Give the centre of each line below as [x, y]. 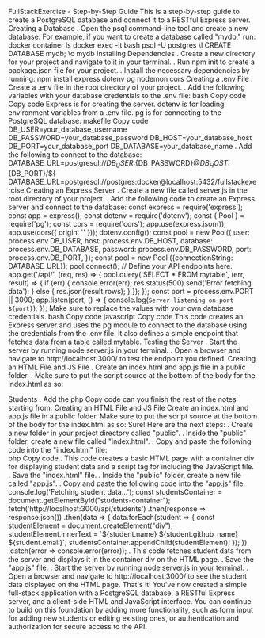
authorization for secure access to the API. [78, 626]
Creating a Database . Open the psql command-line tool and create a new [128, 28]
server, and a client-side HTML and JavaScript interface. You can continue [130, 601]
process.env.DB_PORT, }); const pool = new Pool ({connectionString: [121, 258]
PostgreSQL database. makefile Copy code [78, 121]
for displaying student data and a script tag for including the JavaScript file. [131, 466]
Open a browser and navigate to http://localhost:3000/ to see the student [128, 576]
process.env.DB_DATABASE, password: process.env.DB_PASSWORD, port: [130, 249]
